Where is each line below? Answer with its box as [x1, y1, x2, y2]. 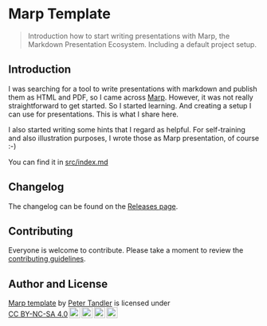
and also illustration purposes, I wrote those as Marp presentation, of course [8, 133, 260, 143]
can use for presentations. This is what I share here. [8, 109, 179, 119]
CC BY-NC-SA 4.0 [8, 309, 69, 319]
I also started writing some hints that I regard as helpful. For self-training [8, 124, 245, 134]
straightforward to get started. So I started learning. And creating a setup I [8, 100, 252, 110]
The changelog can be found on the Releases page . [8, 201, 179, 211]
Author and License [8, 277, 108, 291]
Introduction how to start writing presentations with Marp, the [27, 31, 230, 41]
